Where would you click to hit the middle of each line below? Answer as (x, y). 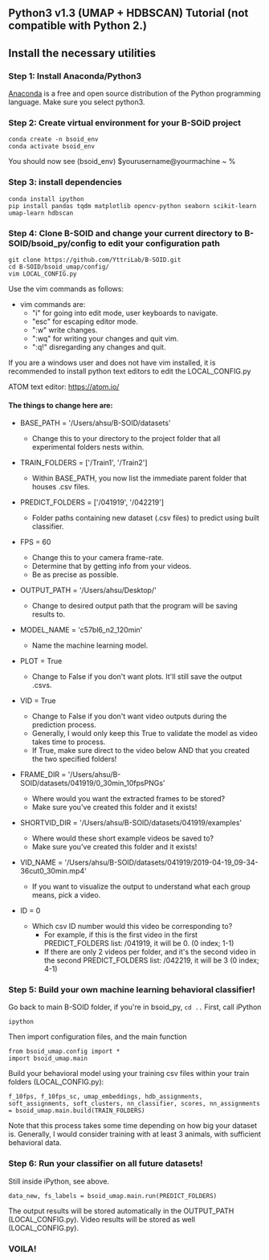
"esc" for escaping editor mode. (85, 321)
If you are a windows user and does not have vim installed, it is (112, 362)
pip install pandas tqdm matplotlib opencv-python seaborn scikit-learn (132, 206)
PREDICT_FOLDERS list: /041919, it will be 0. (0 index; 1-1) (139, 943)
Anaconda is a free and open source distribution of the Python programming (134, 94)
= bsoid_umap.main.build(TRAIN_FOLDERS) (77, 1111)
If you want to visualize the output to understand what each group (141, 886)
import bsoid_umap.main (48, 1059)
